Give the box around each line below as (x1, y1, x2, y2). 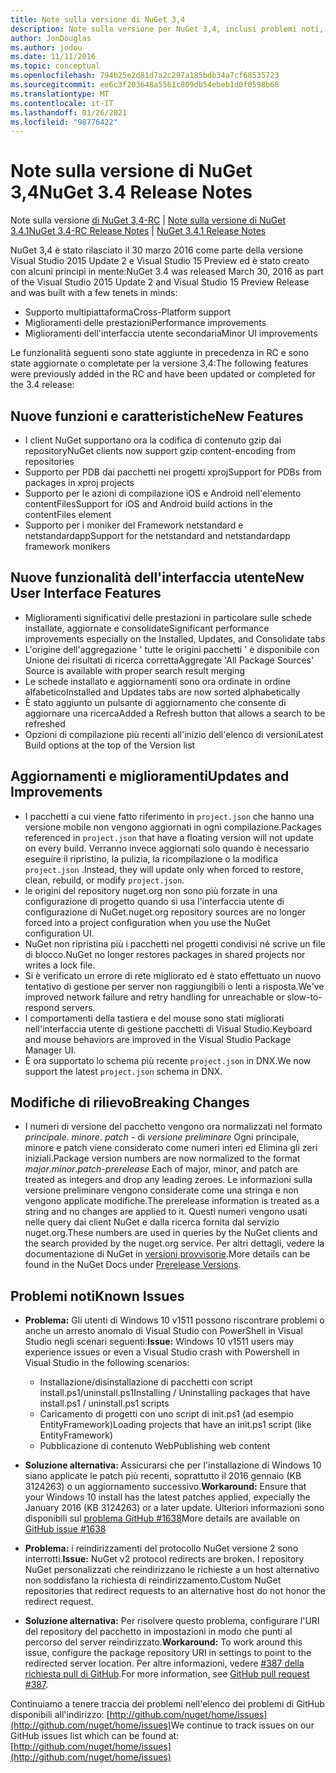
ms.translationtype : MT (10, 89, 110, 99)
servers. (61, 1001, 96, 1013)
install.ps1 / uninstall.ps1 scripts (39, 1397, 170, 1410)
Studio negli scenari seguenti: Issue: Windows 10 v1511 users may (24, 1336, 295, 1348)
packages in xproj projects (24, 477, 135, 488)
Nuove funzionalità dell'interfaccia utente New (10, 569, 305, 586)
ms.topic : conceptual (10, 61, 101, 71)
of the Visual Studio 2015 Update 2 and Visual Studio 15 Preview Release (10, 276, 310, 288)
